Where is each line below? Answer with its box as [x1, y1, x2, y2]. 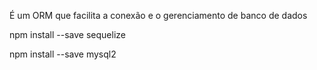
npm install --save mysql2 [9, 48, 117, 60]
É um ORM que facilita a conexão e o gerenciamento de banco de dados [9, 10, 308, 21]
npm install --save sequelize [9, 29, 126, 40]
